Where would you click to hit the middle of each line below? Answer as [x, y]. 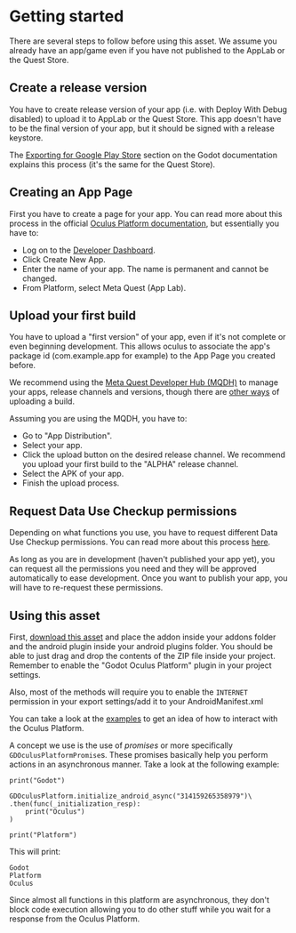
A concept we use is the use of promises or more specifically [121, 745]
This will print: [35, 852]
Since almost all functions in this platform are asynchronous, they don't [139, 900]
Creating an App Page [71, 193]
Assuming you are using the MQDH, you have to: [98, 419]
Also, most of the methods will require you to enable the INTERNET [129, 692]
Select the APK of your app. [73, 474]
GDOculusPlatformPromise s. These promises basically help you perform [139, 755]
